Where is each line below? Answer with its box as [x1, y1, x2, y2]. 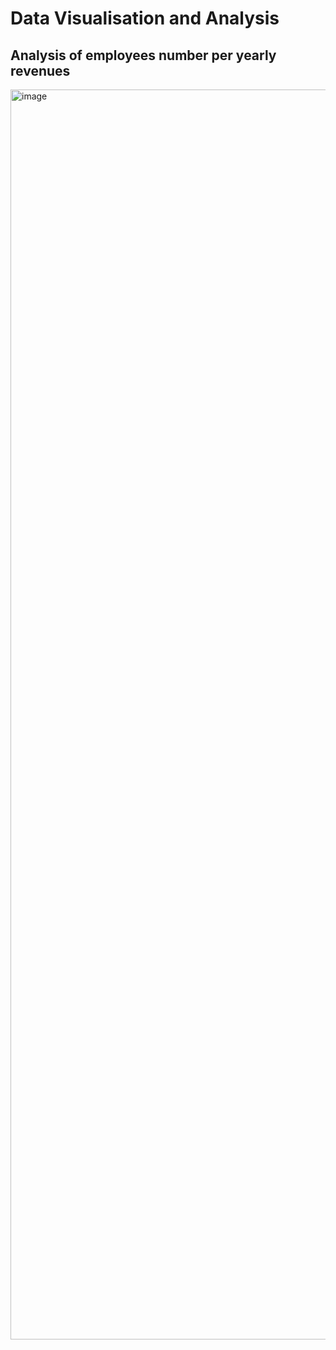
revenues [10, 62, 71, 79]
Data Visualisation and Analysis [10, 7, 280, 30]
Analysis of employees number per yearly [10, 47, 277, 64]
